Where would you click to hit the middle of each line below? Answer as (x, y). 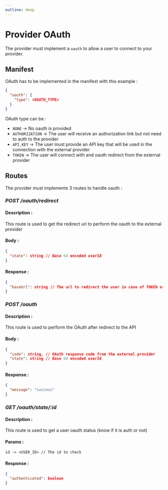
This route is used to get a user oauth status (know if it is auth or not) (76, 431)
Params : (14, 442)
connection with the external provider (51, 149)
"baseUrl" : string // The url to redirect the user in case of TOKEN (84, 287)
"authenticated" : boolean (37, 479)
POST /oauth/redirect (32, 201)
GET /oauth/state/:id (31, 407)
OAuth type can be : (26, 118)
